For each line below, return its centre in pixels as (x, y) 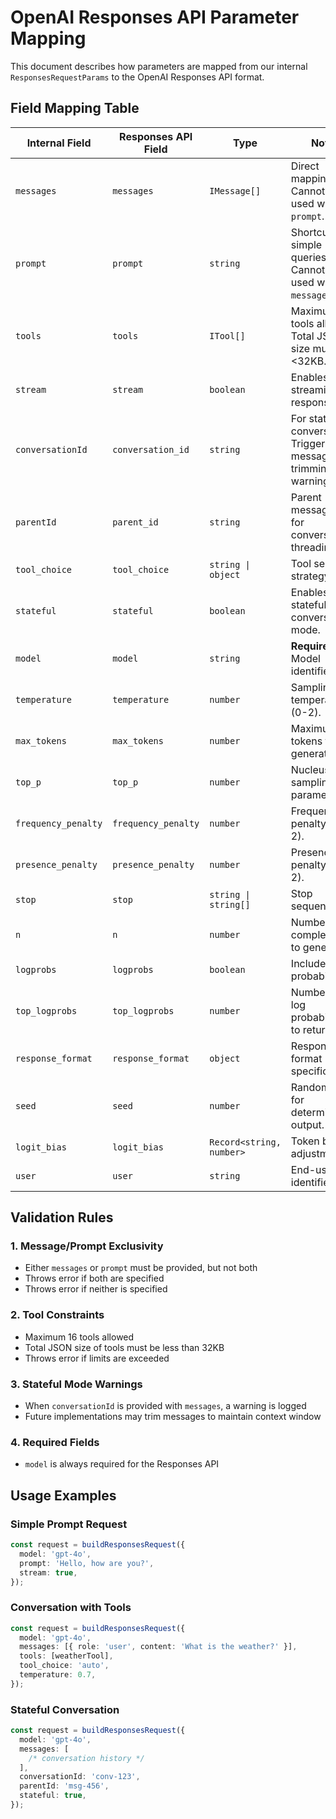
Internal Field (59, 143)
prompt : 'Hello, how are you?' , (87, 1563)
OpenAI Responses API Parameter (155, 17)
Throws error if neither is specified (96, 1289)
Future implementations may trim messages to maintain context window (173, 1417)
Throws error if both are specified (94, 1278)
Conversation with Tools (71, 1608)
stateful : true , (53, 1796)
